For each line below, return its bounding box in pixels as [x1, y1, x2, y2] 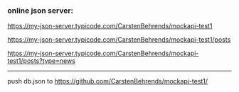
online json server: [7, 6, 73, 16]
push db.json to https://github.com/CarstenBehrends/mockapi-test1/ [7, 77, 208, 86]
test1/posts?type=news [7, 57, 76, 65]
